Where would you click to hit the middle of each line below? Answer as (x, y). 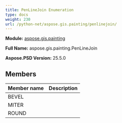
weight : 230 (18, 19)
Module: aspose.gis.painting (35, 38)
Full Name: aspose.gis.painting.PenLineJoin (51, 48)
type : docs (17, 15)
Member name (26, 88)
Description (63, 88)
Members (21, 74)
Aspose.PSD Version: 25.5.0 (36, 58)
